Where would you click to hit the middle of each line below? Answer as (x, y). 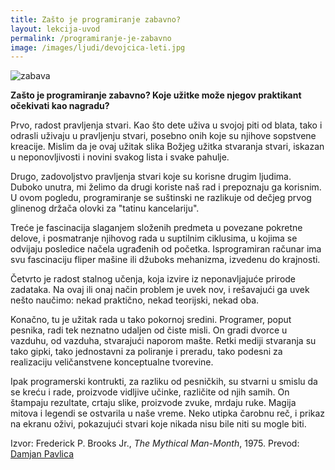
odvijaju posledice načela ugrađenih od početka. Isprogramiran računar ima (166, 249)
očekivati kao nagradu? (60, 106)
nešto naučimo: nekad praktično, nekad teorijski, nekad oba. (135, 300)
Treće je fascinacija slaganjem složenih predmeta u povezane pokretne (156, 228)
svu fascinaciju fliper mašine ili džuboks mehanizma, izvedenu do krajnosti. (165, 260)
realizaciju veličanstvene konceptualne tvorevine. (112, 362)
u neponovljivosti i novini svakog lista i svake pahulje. (120, 157)
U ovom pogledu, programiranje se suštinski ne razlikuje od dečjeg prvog (161, 198)
